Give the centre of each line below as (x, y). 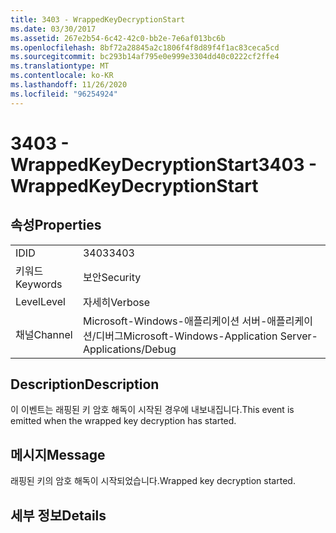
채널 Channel (44, 334)
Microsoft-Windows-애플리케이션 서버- (175, 321)
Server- (298, 336)
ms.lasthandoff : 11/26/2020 (69, 85)
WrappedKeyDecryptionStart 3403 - (164, 164)
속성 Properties (56, 225)
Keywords (39, 284)
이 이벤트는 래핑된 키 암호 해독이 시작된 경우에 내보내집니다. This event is (152, 410)
